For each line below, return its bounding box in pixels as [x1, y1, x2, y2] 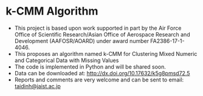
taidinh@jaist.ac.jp [14, 82, 61, 89]
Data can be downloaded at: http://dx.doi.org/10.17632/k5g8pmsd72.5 [14, 69, 190, 77]
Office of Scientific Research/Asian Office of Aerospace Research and [14, 30, 190, 38]
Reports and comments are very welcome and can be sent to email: [14, 76, 184, 83]
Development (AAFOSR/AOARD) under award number [14, 37, 150, 44]
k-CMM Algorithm [5, 4, 98, 18]
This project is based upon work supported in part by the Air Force [14, 24, 182, 32]
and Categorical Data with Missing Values [14, 57, 119, 64]
